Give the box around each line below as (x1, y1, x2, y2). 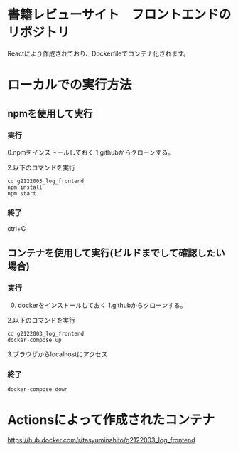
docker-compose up (7, 336, 62, 343)
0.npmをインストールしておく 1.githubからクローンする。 (7, 147, 175, 157)
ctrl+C (7, 224, 26, 233)
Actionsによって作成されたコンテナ (7, 412, 215, 428)
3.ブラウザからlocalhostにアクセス (7, 350, 108, 358)
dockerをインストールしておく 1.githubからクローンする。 (17, 301, 187, 309)
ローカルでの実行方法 (7, 77, 133, 93)
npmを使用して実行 (7, 108, 93, 120)
